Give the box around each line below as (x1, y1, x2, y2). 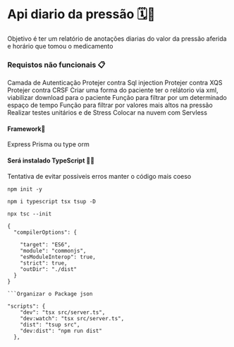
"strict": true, (20, 259, 68, 267)
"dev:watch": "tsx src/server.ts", (20, 315, 125, 322)
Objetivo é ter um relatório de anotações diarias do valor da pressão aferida (7, 34, 227, 43)
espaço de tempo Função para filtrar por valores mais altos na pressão (7, 101, 213, 110)
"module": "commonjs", (20, 247, 87, 254)
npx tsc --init (7, 210, 52, 217)
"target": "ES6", (20, 241, 71, 248)
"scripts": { (7, 303, 46, 310)
